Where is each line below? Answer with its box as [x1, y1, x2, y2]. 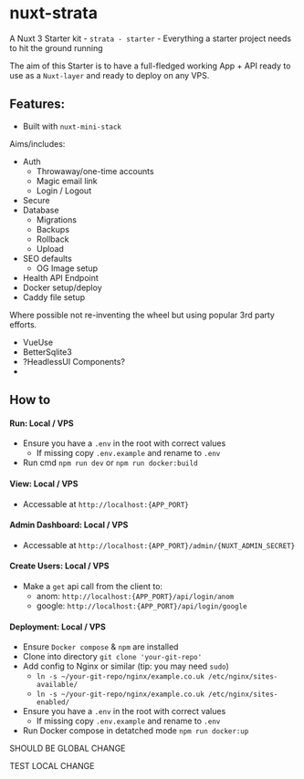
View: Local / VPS [9, 478, 79, 489]
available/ [36, 680, 79, 690]
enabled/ [36, 698, 70, 707]
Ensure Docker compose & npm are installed [22, 641, 179, 652]
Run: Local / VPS [9, 418, 75, 429]
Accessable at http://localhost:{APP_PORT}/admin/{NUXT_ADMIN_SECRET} [22, 539, 296, 550]
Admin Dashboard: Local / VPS [9, 519, 129, 531]
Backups [36, 223, 70, 234]
